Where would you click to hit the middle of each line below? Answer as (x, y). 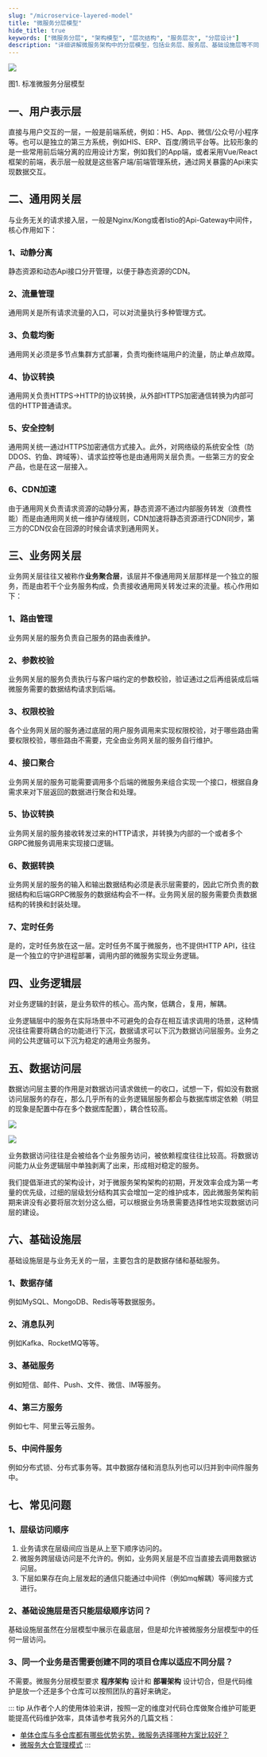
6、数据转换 (31, 866)
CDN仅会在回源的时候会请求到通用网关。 (96, 528)
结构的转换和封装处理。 (46, 905)
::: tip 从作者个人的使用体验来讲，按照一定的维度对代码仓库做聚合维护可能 (129, 1708)
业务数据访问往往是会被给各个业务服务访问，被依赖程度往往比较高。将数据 (130, 1155)
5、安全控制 (31, 428)
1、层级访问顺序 (39, 1529)
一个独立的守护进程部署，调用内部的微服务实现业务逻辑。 (109, 956)
